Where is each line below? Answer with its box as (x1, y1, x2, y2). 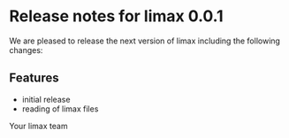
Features (9, 71, 59, 86)
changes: (9, 44, 43, 55)
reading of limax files (21, 103, 99, 114)
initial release (21, 94, 71, 104)
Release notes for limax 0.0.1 (9, 6, 224, 27)
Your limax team (9, 120, 68, 131)
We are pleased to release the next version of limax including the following (9, 35, 281, 46)
